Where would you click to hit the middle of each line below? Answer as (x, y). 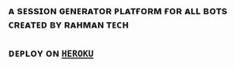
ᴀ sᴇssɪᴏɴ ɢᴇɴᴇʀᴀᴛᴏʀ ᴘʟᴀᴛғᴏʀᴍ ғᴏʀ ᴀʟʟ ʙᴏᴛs (118, 11)
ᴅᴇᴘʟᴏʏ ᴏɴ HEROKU (51, 52)
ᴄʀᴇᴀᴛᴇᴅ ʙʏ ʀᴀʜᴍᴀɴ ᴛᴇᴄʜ (68, 25)
